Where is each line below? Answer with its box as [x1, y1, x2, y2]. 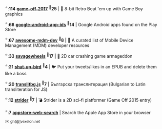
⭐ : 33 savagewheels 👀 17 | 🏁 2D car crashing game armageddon [5, 52, 133, 59]
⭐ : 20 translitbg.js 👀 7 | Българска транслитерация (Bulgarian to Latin [5, 81, 146, 87]
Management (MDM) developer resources [5, 42, 89, 48]
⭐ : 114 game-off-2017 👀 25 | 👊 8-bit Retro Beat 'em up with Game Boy [5, 5, 143, 12]
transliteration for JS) [5, 86, 48, 92]
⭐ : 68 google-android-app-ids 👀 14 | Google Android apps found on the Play [5, 21, 158, 27]
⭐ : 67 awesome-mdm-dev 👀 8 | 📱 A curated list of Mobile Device [5, 37, 134, 43]
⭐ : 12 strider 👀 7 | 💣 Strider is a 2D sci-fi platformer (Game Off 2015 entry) [5, 96, 152, 103]
